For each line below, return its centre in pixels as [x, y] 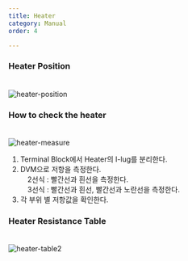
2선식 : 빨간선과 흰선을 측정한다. [78, 179]
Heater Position [40, 66]
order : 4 [23, 31]
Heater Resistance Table [57, 221]
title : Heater [32, 16]
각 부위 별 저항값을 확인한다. [64, 200]
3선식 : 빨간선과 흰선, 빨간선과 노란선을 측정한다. [103, 189]
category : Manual [38, 23]
